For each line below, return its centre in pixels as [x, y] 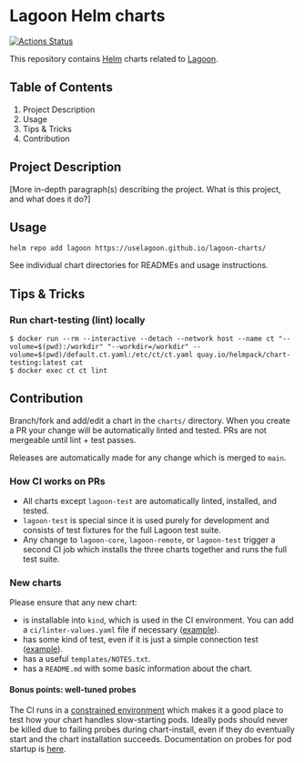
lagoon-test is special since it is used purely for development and [146, 521]
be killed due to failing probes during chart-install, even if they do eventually [152, 729]
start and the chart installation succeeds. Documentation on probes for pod [151, 738]
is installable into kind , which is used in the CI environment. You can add [158, 620]
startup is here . [38, 748]
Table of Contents [61, 88]
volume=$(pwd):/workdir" [56, 347]
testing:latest [38, 363]
